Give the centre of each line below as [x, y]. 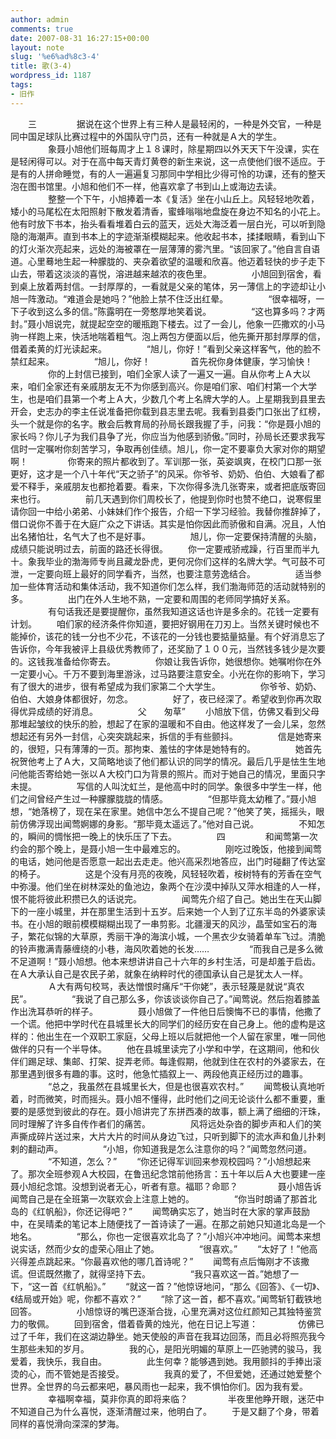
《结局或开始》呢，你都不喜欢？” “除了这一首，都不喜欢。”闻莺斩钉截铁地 [166, 1298]
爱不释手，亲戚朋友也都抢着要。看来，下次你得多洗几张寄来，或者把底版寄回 [168, 486]
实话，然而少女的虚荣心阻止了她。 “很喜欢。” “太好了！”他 [164, 1248]
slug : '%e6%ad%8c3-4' [55, 57]
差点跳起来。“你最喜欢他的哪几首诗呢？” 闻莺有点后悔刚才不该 [164, 1261]
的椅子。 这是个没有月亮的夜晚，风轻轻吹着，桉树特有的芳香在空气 [166, 873]
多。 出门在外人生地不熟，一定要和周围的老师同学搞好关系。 [153, 598]
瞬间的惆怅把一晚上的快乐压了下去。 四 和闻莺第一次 [172, 836]
